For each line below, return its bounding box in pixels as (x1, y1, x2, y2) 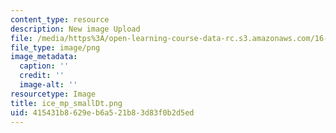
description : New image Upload (10, 24, 141, 34)
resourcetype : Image (10, 89, 97, 99)
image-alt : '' (19, 80, 78, 90)
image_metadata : (10, 52, 78, 62)
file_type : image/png (10, 42, 101, 53)
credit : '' (19, 71, 65, 81)
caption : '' (19, 61, 70, 71)
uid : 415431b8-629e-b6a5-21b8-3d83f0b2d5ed (10, 107, 195, 118)
